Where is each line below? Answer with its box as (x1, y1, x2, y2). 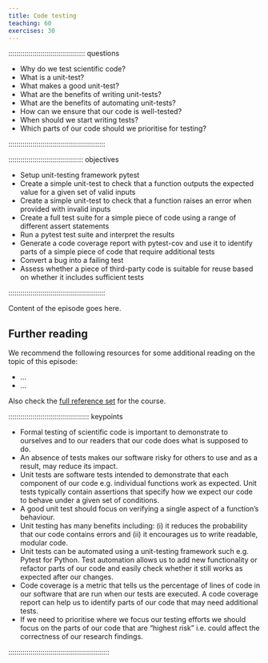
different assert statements (19, 221, 110, 231)
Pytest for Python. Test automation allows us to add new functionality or (19, 555, 258, 565)
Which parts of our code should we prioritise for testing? (19, 123, 206, 133)
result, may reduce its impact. (19, 462, 118, 471)
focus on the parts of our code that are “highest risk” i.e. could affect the (19, 623, 260, 633)
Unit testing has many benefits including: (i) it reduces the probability (19, 521, 248, 531)
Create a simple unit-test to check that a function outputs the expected (19, 179, 254, 188)
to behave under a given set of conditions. (19, 495, 160, 505)
